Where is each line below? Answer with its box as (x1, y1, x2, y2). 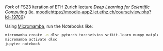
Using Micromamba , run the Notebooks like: (5, 23, 93, 29)
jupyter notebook (5, 41, 40, 46)
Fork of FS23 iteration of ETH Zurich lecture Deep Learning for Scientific (5, 4, 150, 10)
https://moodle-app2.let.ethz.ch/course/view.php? (50, 9, 152, 15)
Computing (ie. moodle (5, 9, 51, 15)
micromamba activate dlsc (5, 37, 57, 42)
